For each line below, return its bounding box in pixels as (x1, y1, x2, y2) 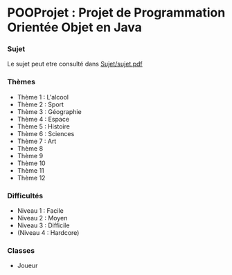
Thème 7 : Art (17, 137, 57, 145)
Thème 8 (17, 144, 44, 153)
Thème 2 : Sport (17, 100, 64, 108)
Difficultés (7, 191, 44, 200)
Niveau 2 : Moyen (17, 214, 68, 222)
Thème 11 (17, 166, 45, 174)
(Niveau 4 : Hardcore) (17, 229, 80, 237)
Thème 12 (17, 173, 46, 182)
